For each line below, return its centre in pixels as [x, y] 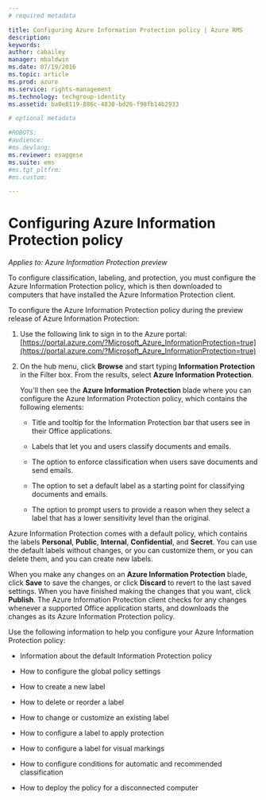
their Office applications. [72, 431]
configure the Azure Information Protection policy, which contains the [133, 399]
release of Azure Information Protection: [74, 318]
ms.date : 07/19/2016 [42, 67]
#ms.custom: [28, 177]
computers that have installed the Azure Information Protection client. [122, 295]
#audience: [26, 140]
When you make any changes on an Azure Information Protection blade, [128, 575]
